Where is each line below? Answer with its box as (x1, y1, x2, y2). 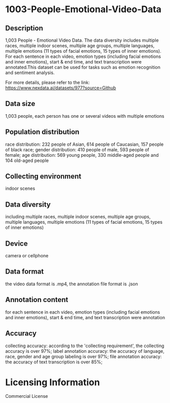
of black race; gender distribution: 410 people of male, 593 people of (5, 146, 150, 153)
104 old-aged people (5, 157, 49, 163)
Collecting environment (5, 172, 82, 181)
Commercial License (5, 393, 48, 399)
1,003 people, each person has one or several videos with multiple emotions (5, 113, 164, 119)
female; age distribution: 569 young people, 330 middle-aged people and (5, 152, 159, 158)
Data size (5, 99, 36, 108)
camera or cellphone (5, 253, 49, 259)
